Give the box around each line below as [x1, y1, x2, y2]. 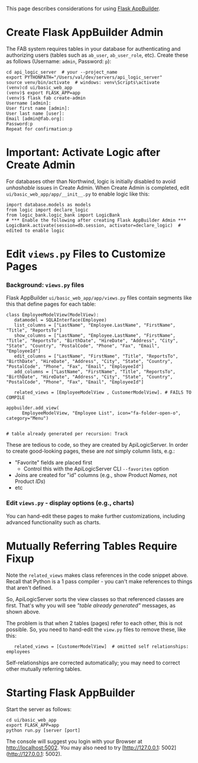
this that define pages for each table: [6, 301, 96, 308]
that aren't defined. [6, 584, 53, 591]
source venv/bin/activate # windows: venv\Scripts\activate [6, 79, 160, 85]
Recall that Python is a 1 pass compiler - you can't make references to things [6, 577, 193, 585]
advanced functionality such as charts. [6, 518, 101, 525]
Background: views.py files [6, 281, 85, 289]
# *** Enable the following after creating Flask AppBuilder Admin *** [6, 217, 186, 223]
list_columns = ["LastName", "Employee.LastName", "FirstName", [14, 322, 176, 329]
